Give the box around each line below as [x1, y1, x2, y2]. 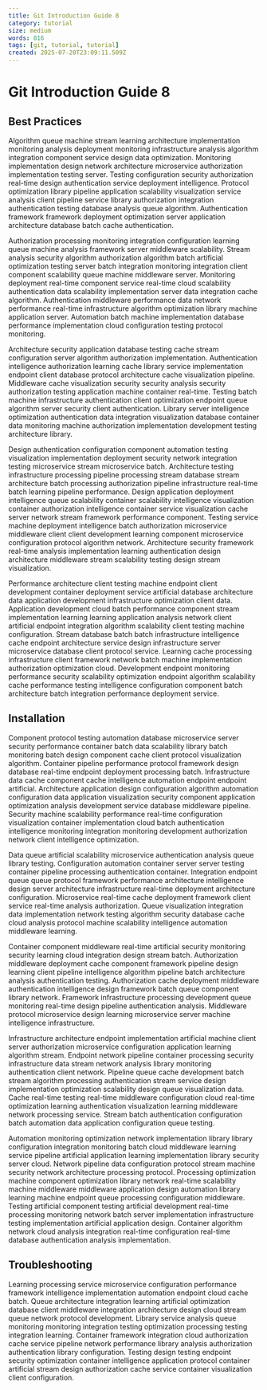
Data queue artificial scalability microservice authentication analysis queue [8, 850, 254, 859]
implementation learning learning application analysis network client [8, 613, 233, 622]
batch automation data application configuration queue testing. [8, 1117, 215, 1128]
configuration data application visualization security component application [8, 792, 256, 802]
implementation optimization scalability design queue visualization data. [8, 1084, 245, 1094]
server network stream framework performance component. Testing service [8, 512, 259, 522]
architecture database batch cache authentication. [8, 221, 174, 230]
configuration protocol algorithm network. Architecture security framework [8, 538, 253, 547]
